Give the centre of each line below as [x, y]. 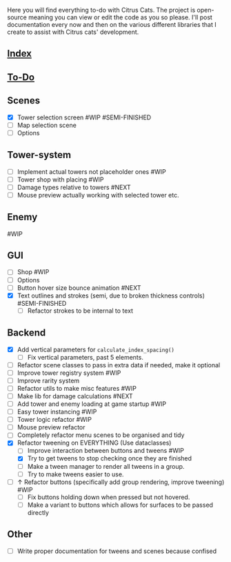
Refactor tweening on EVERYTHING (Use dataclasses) [94, 443]
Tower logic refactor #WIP [54, 420]
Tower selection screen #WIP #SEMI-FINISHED [84, 117]
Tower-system [39, 155]
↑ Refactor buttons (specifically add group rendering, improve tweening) [121, 482]
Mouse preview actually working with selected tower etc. [98, 195]
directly [38, 512]
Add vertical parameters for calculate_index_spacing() [96, 349]
